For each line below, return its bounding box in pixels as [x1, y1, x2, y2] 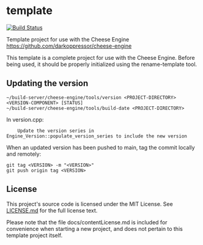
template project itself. [6, 232, 63, 239]
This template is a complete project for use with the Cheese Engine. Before [6, 54, 196, 61]
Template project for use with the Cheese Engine [6, 35, 130, 43]
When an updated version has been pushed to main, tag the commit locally [6, 144, 195, 151]
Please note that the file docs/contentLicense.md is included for [6, 218, 168, 226]
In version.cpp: [6, 115, 44, 123]
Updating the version [6, 78, 89, 89]
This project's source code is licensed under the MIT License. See [6, 200, 173, 208]
